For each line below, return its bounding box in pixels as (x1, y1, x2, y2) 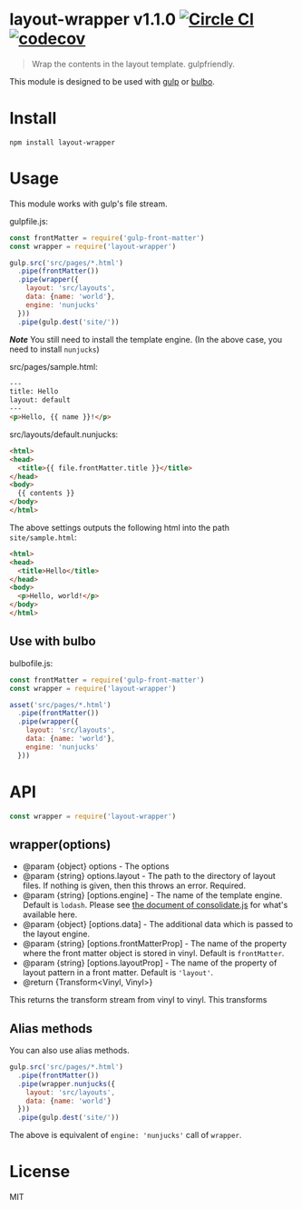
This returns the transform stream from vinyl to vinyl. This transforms (9, 994, 268, 1005)
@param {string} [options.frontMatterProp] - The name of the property (22, 938, 287, 949)
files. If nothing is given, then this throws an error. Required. (22, 880, 247, 891)
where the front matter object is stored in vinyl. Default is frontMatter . (22, 948, 285, 959)
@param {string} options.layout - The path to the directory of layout (22, 871, 277, 882)
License (9, 1162, 71, 1182)
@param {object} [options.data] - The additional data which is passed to (22, 919, 293, 930)
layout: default (9, 395, 71, 405)
